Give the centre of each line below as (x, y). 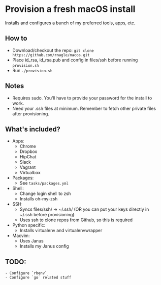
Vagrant (28, 167)
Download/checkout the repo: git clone (53, 50)
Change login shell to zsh (45, 193)
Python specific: (29, 225)
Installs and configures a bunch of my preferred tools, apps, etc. (70, 23)
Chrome (28, 146)
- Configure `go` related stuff (38, 278)
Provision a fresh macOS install (70, 9)
